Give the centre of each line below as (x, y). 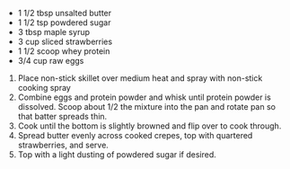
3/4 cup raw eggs (51, 61)
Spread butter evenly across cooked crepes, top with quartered (135, 135)
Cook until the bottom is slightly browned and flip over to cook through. (149, 126)
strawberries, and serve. (63, 145)
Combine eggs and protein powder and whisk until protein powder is (144, 97)
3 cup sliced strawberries (65, 41)
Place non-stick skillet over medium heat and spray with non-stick (140, 78)
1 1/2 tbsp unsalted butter (65, 13)
